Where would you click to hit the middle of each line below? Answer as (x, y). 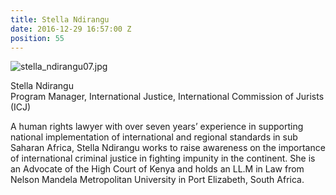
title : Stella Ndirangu (60, 19)
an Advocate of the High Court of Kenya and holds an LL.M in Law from (157, 169)
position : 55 (37, 38)
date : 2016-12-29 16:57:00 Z (71, 29)
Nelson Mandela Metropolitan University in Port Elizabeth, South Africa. (157, 180)
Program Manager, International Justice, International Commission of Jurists (167, 97)
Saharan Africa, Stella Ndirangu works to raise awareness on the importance (168, 148)
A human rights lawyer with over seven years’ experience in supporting (157, 127)
